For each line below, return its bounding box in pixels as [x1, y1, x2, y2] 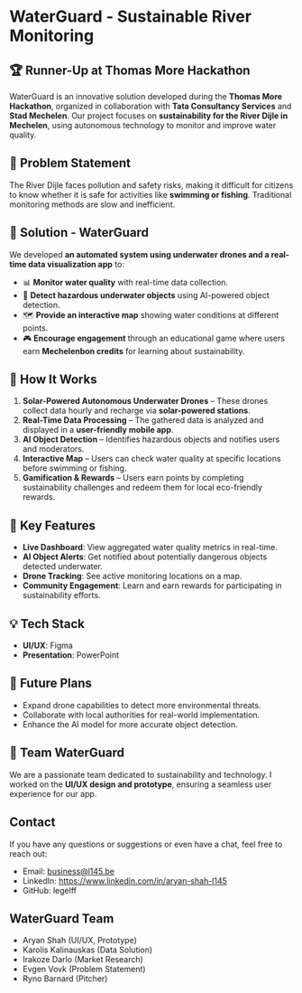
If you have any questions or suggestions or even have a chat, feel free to [9, 838, 283, 849]
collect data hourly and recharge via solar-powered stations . [22, 405, 251, 417]
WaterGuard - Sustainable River [9, 6, 252, 27]
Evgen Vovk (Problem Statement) [22, 964, 146, 975]
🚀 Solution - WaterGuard [9, 225, 149, 240]
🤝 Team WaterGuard [9, 745, 124, 761]
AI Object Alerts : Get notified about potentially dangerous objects [22, 551, 268, 562]
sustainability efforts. [22, 590, 101, 601]
